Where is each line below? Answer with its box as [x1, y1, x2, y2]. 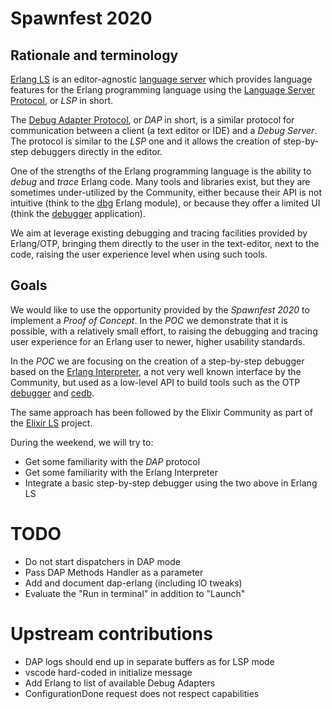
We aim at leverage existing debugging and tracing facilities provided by [10, 227, 308, 239]
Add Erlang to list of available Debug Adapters [24, 677, 216, 689]
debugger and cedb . [10, 387, 95, 399]
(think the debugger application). [10, 208, 146, 219]
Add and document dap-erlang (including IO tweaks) [24, 577, 243, 589]
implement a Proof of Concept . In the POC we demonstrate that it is [10, 314, 288, 326]
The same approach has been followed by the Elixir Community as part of [10, 406, 313, 418]
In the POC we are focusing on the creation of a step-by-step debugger [10, 355, 305, 367]
